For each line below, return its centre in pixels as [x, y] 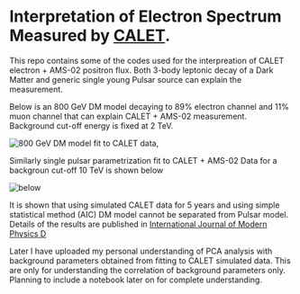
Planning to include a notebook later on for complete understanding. [136, 280]
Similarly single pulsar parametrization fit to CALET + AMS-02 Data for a [143, 160]
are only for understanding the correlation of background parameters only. [147, 270]
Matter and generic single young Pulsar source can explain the [126, 79]
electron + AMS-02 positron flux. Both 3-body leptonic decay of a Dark [141, 70]
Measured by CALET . [90, 36]
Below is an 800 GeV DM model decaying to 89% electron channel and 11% [150, 106]
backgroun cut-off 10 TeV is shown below [86, 170]
